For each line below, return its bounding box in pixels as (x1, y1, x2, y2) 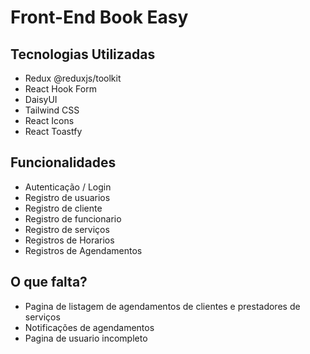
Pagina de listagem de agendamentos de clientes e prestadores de (24, 300, 301, 312)
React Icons (24, 115, 75, 126)
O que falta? (10, 274, 88, 291)
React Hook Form (24, 83, 97, 95)
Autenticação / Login (24, 181, 112, 193)
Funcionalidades (10, 154, 117, 171)
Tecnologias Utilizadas (10, 46, 156, 63)
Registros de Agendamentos (24, 244, 143, 256)
